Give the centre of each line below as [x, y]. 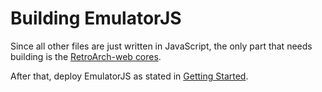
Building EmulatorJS [96, 18]
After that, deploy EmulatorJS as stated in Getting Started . [129, 76]
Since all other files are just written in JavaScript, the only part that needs [161, 46]
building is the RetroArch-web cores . [86, 56]
